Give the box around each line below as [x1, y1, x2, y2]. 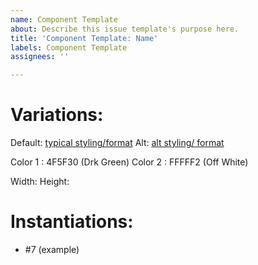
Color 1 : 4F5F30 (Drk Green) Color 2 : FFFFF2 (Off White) [10, 156, 249, 168]
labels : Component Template [10, 42, 128, 53]
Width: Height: [10, 176, 70, 188]
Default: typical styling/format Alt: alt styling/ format [10, 137, 225, 149]
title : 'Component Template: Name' [10, 33, 159, 43]
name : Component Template [10, 14, 118, 25]
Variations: [10, 104, 104, 126]
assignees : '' [10, 52, 70, 62]
